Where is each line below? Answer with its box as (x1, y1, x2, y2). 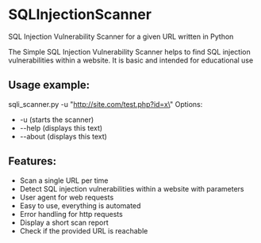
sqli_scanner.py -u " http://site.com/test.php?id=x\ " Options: (8, 99, 203, 108)
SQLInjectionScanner (8, 6, 152, 24)
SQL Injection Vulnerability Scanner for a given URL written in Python (8, 32, 234, 41)
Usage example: (8, 78, 90, 92)
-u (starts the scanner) (19, 115, 94, 124)
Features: (8, 154, 57, 168)
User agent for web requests (19, 192, 114, 202)
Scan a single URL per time (19, 176, 109, 185)
